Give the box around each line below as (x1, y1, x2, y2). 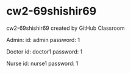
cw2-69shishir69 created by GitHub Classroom (6, 24, 125, 32)
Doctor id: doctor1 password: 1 (6, 47, 83, 55)
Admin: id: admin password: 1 (6, 36, 80, 43)
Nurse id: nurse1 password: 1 (6, 60, 79, 67)
